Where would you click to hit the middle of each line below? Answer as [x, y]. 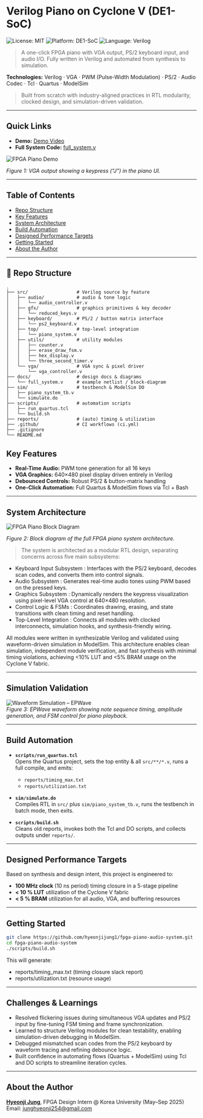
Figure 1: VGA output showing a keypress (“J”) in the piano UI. [83, 171]
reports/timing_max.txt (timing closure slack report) [79, 972]
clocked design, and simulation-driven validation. [82, 102]
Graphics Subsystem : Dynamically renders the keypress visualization [101, 594]
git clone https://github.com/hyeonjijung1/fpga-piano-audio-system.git [100, 938]
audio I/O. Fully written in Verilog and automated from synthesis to [103, 59]
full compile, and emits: [44, 768]
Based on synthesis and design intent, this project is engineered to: [90, 874]
